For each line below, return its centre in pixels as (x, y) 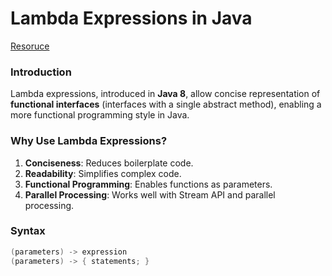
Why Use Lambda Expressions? (89, 141)
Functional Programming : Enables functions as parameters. (148, 184)
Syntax (28, 231)
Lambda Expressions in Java (131, 18)
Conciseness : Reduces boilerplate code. (109, 163)
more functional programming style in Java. (100, 115)
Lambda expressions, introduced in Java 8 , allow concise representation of (165, 94)
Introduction (41, 72)
